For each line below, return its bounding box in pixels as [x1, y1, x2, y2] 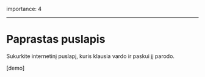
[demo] [6, 64, 25, 71]
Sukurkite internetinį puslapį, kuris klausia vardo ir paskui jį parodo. [6, 52, 175, 60]
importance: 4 [6, 5, 42, 12]
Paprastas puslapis [6, 32, 106, 46]
